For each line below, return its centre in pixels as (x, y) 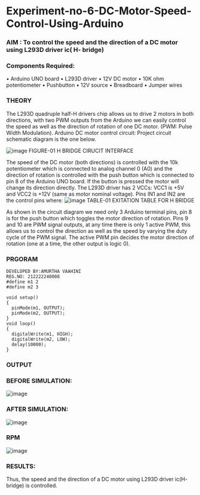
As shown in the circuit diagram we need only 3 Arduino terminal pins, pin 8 (99, 212)
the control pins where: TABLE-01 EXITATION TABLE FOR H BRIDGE (100, 200)
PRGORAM (22, 259)
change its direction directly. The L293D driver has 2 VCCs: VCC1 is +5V (95, 187)
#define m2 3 (22, 287)
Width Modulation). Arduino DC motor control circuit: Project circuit (89, 133)
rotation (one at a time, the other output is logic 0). (68, 244)
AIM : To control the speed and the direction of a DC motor (92, 42)
